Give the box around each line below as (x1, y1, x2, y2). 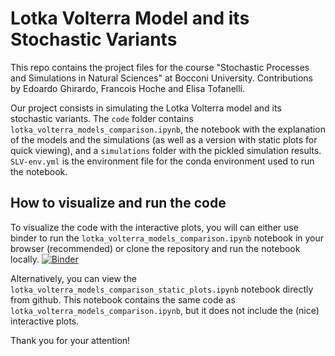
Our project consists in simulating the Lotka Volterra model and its (10, 102, 282, 114)
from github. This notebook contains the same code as (10, 293, 236, 306)
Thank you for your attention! (10, 334, 131, 346)
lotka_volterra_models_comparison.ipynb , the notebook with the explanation (10, 123, 326, 135)
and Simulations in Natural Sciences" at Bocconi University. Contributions (10, 72, 313, 84)
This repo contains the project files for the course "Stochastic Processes (10, 61, 310, 73)
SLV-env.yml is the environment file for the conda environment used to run (10, 155, 315, 167)
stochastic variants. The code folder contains (10, 112, 194, 124)
